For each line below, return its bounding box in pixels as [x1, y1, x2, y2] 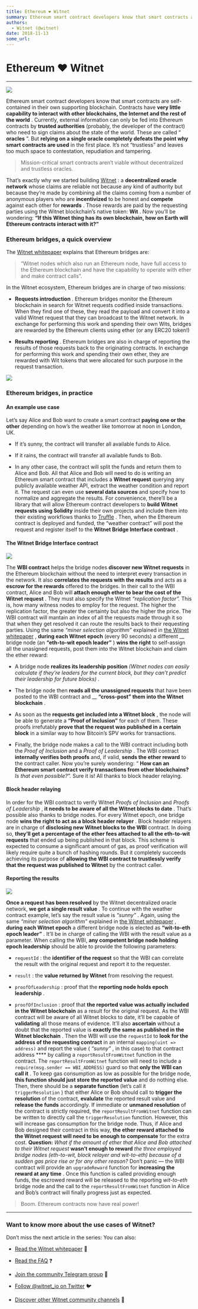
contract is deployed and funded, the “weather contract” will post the [14, 520, 183, 527]
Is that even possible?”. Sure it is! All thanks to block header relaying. [14, 772, 183, 779]
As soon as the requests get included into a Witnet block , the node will [14, 711, 191, 718]
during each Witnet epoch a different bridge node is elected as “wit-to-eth [6, 924, 190, 931]
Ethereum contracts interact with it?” [6, 220, 99, 227]
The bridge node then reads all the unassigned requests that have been [14, 687, 192, 694]
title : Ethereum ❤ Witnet [6, 8, 70, 15]
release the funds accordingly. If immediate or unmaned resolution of [14, 1101, 187, 1108]
